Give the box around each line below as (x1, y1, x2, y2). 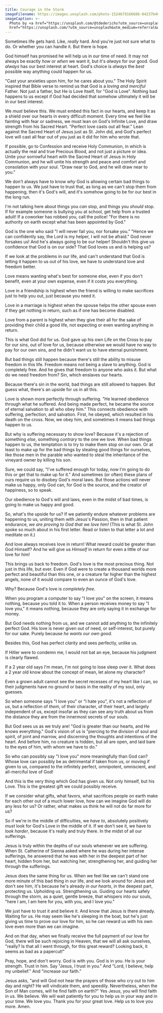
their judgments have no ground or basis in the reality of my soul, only (5, 684, 145, 690)
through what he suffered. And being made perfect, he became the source (5, 401, 154, 407)
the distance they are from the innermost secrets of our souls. (5, 714, 129, 720)
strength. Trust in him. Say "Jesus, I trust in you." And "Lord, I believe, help (5, 963, 154, 969)
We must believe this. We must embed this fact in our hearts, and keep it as (5, 108, 156, 114)
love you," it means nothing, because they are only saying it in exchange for (5, 606, 156, 612)
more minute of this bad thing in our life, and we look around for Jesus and (5, 878, 154, 884)
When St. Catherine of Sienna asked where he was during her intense (5, 848, 145, 854)
